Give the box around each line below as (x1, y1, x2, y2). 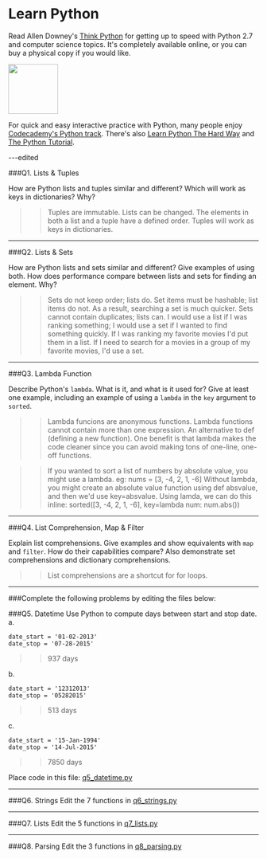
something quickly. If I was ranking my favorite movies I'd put (47, 328, 249, 339)
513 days (47, 705, 77, 715)
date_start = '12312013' (8, 684, 91, 692)
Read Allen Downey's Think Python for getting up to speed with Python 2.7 (8, 31, 253, 41)
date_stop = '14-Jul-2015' (8, 743, 98, 751)
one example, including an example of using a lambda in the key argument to (8, 392, 257, 402)
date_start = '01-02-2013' (8, 633, 98, 641)
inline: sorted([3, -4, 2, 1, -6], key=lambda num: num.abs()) (47, 500, 240, 509)
